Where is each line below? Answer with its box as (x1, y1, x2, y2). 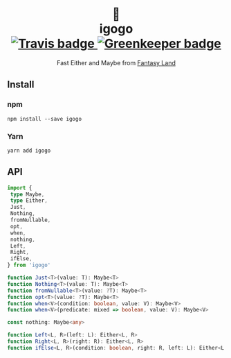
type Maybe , (10, 191, 45, 198)
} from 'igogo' (7, 262, 51, 269)
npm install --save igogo (7, 115, 82, 122)
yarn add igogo (7, 147, 51, 154)
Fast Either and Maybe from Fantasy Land (56, 58, 176, 67)
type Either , (10, 197, 48, 204)
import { (7, 184, 33, 191)
